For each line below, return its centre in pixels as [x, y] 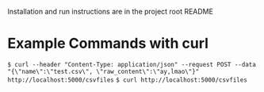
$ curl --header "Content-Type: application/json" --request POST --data [132, 64]
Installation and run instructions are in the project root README [110, 11]
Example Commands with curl [108, 44]
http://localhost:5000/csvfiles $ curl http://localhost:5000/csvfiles [127, 80]
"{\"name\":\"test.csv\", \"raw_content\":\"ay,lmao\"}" [103, 71]
